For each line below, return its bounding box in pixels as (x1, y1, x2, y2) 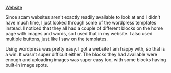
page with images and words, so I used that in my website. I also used (5, 31, 153, 36)
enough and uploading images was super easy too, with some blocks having (5, 57, 166, 63)
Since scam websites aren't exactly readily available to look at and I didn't (5, 14, 161, 20)
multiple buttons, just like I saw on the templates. (5, 36, 108, 42)
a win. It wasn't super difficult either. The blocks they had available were (5, 51, 157, 57)
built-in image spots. (5, 62, 48, 68)
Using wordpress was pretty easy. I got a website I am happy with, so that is (5, 46, 165, 52)
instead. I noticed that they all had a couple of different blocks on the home (5, 25, 163, 31)
